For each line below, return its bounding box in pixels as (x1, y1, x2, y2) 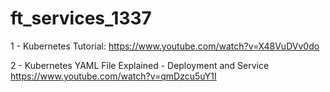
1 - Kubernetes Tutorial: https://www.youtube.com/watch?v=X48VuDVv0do (10, 40, 320, 52)
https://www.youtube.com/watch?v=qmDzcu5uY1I (10, 70, 217, 82)
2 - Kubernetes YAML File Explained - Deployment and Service (10, 59, 270, 71)
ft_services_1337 (10, 7, 152, 30)
